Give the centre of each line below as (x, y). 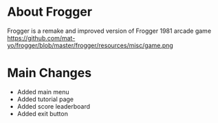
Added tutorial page (45, 99)
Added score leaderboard (54, 106)
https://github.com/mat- (41, 38)
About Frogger (50, 12)
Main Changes (49, 73)
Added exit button (43, 113)
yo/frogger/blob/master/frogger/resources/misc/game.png (90, 45)
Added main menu (43, 92)
